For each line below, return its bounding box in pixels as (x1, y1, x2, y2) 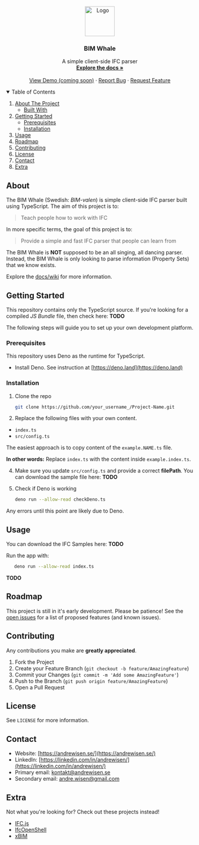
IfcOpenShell (14, 826, 47, 834)
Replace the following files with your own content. (14, 415, 137, 422)
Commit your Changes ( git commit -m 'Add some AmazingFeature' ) (14, 671, 179, 678)
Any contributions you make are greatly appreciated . (6, 647, 137, 654)
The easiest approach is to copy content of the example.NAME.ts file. (6, 444, 173, 451)
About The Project (14, 100, 60, 107)
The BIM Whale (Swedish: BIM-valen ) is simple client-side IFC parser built (6, 197, 187, 204)
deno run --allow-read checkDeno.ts (14, 496, 106, 503)
